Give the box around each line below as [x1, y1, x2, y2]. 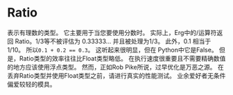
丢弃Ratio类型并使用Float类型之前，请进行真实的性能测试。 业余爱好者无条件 [7, 71, 226, 80]
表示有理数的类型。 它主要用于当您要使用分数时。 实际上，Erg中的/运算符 [7, 28, 217, 36]
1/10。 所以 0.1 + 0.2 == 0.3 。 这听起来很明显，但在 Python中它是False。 [7, 45, 218, 54]
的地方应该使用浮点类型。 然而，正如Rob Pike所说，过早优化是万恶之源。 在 [7, 63, 224, 71]
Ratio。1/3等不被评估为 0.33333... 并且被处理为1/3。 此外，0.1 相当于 [15, 36, 212, 45]
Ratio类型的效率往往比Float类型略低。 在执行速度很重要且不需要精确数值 [19, 54, 226, 63]
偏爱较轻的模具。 [7, 80, 56, 88]
